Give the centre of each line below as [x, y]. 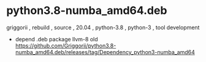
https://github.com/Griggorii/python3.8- [66, 46]
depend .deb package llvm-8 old [56, 39]
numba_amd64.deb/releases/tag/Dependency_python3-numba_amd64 [105, 52]
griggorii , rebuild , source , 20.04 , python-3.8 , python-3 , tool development [103, 27]
